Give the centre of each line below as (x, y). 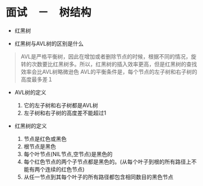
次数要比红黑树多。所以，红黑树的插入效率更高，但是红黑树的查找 (114, 64)
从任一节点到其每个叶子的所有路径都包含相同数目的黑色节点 (98, 177)
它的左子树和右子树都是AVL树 (61, 105)
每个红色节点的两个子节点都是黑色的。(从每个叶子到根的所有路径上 (107, 162)
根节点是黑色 (40, 146)
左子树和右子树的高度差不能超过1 (65, 113)
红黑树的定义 (30, 126)
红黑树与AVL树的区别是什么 (49, 43)
